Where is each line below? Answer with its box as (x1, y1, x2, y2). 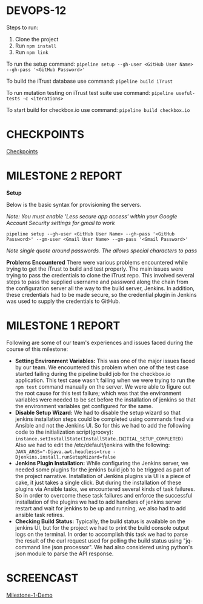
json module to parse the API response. (15, 550, 114, 557)
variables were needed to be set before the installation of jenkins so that (15, 396, 196, 403)
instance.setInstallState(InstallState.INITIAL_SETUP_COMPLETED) (15, 436, 184, 442)
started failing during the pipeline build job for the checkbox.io (15, 370, 171, 377)
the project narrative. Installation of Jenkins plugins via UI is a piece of (15, 472, 191, 479)
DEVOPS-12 (6, 4, 67, 18)
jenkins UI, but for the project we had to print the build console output (15, 524, 189, 531)
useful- (176, 90, 196, 96)
